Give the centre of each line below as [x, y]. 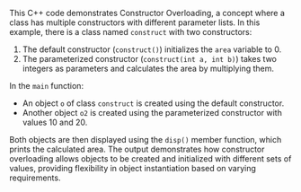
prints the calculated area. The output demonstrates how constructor [137, 149]
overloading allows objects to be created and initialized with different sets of [150, 159]
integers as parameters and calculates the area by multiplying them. [148, 68]
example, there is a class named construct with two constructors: [131, 32]
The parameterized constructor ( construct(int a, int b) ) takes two [149, 59]
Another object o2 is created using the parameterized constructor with [152, 113]
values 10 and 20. [55, 122]
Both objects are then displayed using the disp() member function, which [146, 140]
